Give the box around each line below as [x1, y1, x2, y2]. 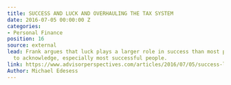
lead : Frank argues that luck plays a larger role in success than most [7, 49, 220, 56]
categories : [7, 23, 41, 29]
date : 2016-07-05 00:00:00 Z [7, 16, 91, 23]
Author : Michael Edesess [7, 67, 78, 74]
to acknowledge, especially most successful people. [13, 55, 168, 62]
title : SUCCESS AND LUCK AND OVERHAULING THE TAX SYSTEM [7, 10, 174, 17]
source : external [7, 42, 57, 49]
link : [7, 61, 23, 68]
